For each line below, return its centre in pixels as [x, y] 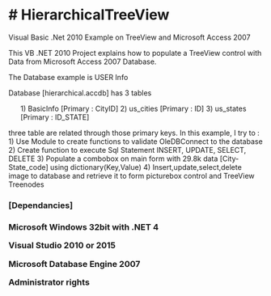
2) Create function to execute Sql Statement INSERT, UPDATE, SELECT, [127, 150]
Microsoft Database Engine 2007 [74, 264]
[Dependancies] [41, 205]
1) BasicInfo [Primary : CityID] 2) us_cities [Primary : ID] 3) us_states [133, 108]
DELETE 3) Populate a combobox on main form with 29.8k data [113, 159]
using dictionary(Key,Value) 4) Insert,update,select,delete [146, 167]
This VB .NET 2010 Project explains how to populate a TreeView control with [135, 53]
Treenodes [26, 184]
